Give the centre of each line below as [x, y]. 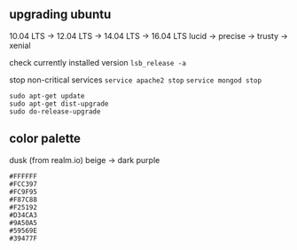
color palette [45, 139]
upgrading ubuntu [60, 15]
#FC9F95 [23, 191]
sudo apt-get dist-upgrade [59, 104]
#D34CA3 [23, 215]
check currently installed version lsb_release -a [98, 62]
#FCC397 [23, 184]
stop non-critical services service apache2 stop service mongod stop [136, 80]
